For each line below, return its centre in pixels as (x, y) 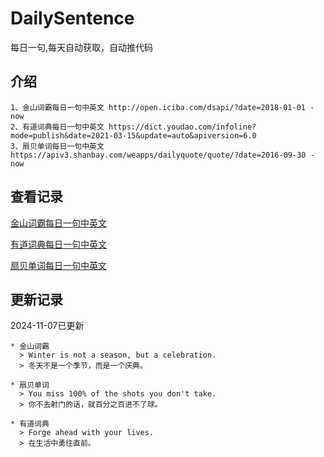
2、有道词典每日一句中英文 (57, 127)
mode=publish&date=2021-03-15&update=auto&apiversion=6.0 (133, 135)
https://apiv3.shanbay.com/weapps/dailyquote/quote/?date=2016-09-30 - (162, 155)
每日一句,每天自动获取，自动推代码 (82, 47)
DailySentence (72, 18)
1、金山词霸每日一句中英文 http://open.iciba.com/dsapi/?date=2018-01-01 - (162, 107)
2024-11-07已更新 (47, 326)
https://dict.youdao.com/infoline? (182, 127)
